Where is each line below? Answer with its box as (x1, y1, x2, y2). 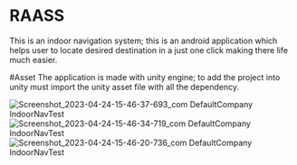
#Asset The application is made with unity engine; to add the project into (9, 71, 281, 82)
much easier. (9, 54, 58, 65)
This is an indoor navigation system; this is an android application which (9, 35, 278, 46)
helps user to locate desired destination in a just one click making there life (9, 44, 288, 55)
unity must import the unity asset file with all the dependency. (9, 81, 240, 92)
